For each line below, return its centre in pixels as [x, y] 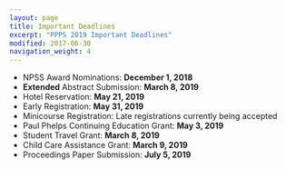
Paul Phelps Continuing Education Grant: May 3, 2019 [123, 126]
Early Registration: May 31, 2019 [83, 106]
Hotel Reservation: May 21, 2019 [84, 97]
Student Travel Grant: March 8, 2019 [91, 135]
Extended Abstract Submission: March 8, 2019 [111, 87]
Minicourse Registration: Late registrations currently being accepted [150, 116]
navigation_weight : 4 [50, 52]
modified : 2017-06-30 [50, 43]
